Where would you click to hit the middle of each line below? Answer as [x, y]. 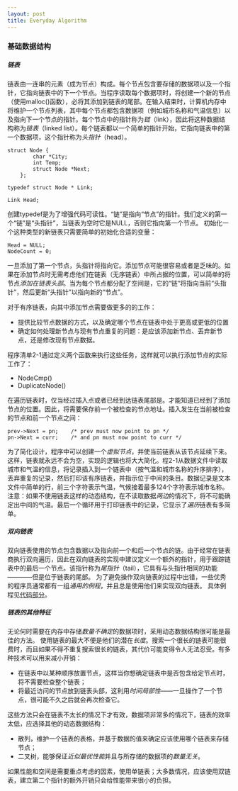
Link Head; [23, 200]
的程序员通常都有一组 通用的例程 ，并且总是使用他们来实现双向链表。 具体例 [117, 586]
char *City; [51, 157]
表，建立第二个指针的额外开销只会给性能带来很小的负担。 [91, 780]
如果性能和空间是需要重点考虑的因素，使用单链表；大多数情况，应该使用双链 [119, 772]
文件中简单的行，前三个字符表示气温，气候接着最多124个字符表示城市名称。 [118, 487]
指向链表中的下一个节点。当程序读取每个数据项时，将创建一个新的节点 [128, 93]
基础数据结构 [29, 47]
